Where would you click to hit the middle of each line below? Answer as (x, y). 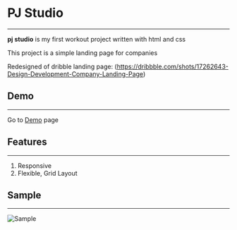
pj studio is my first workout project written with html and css (96, 39)
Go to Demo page (33, 120)
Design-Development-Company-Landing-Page (75, 74)
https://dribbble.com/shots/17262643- (173, 66)
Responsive (34, 165)
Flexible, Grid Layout (47, 173)
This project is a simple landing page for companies (83, 53)
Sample (24, 195)
